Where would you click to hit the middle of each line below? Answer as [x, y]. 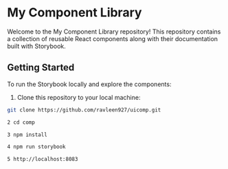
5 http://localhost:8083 [43, 159]
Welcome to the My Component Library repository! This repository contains [114, 31]
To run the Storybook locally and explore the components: [89, 84]
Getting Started [41, 67]
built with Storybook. [37, 46]
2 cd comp [21, 122]
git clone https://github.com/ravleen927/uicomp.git [84, 110]
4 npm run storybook [37, 147]
